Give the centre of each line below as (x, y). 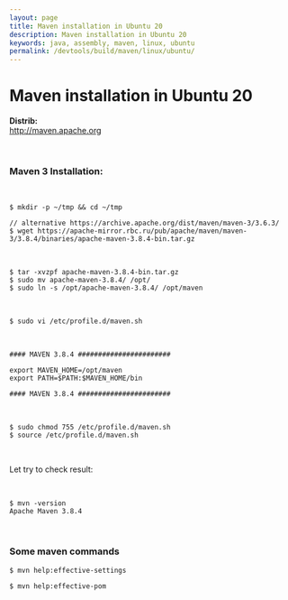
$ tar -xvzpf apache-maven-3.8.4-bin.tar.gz (94, 272)
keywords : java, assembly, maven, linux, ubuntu (102, 43)
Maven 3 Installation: (56, 171)
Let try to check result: (51, 469)
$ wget (22, 231)
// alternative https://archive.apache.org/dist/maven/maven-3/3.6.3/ (144, 223)
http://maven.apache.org (55, 131)
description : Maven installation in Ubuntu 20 (98, 34)
